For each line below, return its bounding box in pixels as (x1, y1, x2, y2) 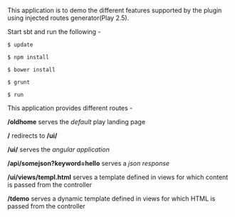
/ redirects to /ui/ (7, 131, 58, 140)
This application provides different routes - (7, 104, 133, 112)
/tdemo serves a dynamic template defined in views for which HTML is (7, 194, 216, 203)
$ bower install (7, 66, 56, 74)
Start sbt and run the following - (7, 28, 101, 36)
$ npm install (7, 54, 50, 61)
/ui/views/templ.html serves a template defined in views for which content (7, 173, 229, 181)
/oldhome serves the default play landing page (7, 118, 146, 126)
